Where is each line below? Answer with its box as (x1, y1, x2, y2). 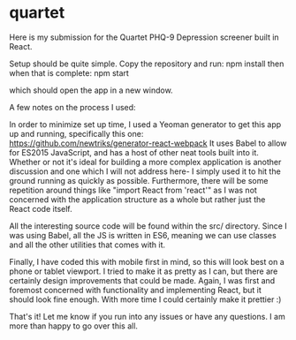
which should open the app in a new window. (9, 85, 174, 95)
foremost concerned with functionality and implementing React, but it (9, 284, 262, 295)
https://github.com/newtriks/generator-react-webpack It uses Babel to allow (9, 138, 287, 148)
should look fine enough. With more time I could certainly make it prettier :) (9, 294, 282, 305)
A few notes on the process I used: (9, 102, 136, 112)
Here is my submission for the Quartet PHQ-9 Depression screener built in (9, 32, 280, 42)
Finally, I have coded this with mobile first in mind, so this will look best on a (9, 256, 285, 267)
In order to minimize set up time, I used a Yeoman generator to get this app (9, 118, 282, 130)
